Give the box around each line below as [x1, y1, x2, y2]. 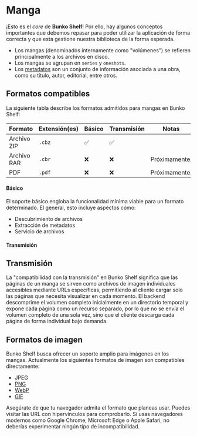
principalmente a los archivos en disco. [14, 53, 110, 60]
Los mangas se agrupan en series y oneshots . [14, 59, 126, 66]
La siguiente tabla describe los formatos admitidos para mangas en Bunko [6, 104, 185, 112]
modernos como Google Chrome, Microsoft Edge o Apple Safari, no [6, 417, 170, 424]
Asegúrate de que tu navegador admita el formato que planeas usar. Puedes [6, 404, 191, 411]
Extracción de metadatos [14, 222, 76, 229]
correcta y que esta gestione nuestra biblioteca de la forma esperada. [6, 35, 175, 42]
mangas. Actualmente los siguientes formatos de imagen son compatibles [6, 357, 185, 364]
